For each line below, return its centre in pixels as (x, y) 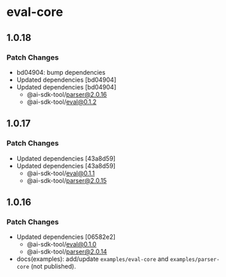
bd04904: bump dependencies (61, 72)
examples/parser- (195, 260)
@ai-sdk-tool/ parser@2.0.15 (67, 180)
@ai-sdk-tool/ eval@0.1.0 (62, 244)
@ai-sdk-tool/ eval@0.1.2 (62, 102)
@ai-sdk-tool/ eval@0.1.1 (60, 173)
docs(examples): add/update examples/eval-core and (92, 259)
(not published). (54, 267)
